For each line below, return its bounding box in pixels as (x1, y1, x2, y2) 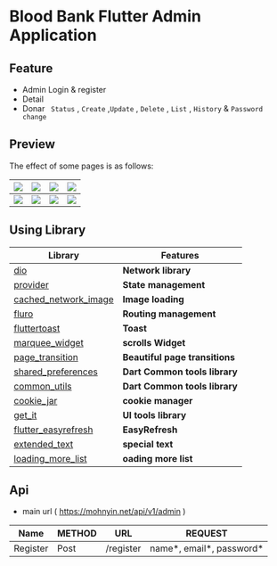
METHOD (56, 528, 98, 540)
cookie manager (122, 394, 193, 406)
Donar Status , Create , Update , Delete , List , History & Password (21, 103, 264, 113)
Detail (21, 94, 45, 104)
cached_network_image (13, 292, 114, 305)
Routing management (122, 308, 216, 320)
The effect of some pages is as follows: (9, 160, 154, 171)
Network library (122, 264, 191, 276)
